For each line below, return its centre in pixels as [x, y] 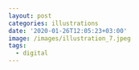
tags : [17, 46]
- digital [32, 53]
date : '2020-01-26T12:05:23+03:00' [68, 31]
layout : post [30, 16]
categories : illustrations [53, 23]
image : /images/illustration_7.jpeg [69, 38]
